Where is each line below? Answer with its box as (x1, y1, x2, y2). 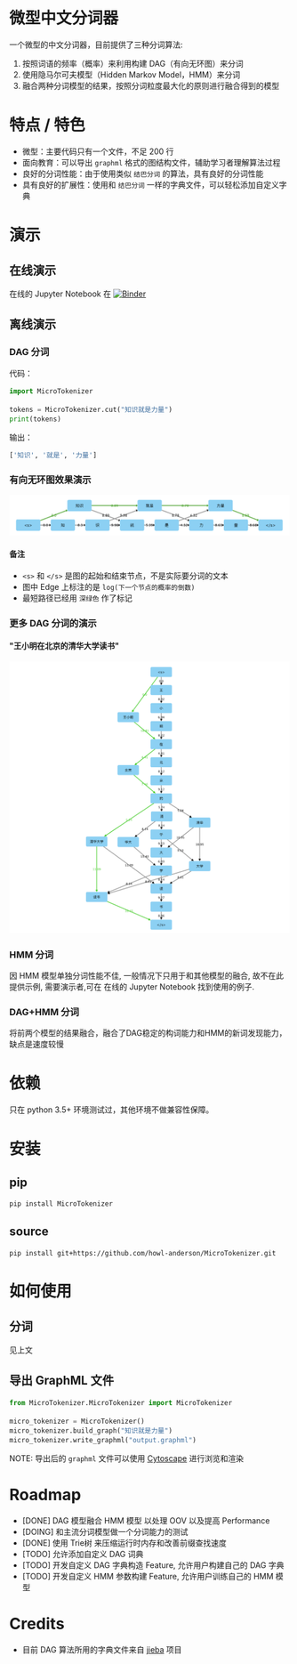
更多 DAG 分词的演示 (9, 617, 98, 629)
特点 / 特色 (9, 115, 86, 135)
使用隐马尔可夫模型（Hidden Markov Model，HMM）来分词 (21, 69, 241, 80)
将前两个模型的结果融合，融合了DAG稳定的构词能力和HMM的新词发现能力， (9, 1028, 287, 1038)
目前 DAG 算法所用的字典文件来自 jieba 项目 (21, 1644, 182, 1655)
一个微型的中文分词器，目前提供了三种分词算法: (9, 39, 184, 50)
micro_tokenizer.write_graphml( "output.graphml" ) (9, 1436, 197, 1445)
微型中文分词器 (9, 8, 119, 28)
